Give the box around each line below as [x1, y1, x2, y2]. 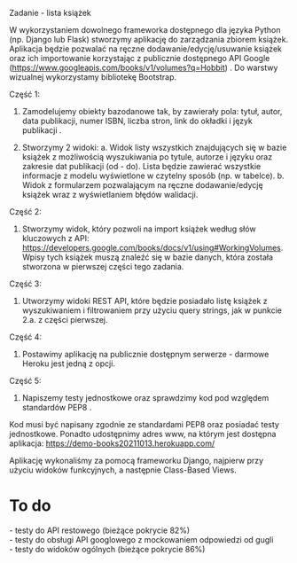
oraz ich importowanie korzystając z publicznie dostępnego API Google [9, 53, 270, 63]
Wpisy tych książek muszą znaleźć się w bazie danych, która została [21, 252, 273, 262]
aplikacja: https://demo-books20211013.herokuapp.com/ [9, 438, 215, 449]
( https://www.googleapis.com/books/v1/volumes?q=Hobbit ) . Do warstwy [9, 62, 278, 73]
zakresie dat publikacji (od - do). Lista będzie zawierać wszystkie [21, 161, 262, 171]
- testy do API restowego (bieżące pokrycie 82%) [9, 525, 191, 536]
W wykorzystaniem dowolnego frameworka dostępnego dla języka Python [9, 25, 281, 35]
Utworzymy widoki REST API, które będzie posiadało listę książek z [21, 296, 268, 306]
